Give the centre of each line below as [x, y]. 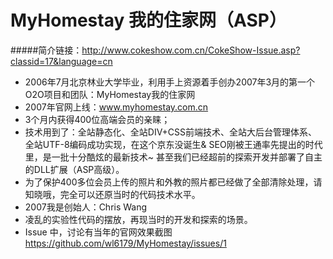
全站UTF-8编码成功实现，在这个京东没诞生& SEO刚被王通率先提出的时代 [173, 144]
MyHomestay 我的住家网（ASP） [148, 20]
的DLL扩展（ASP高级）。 [74, 169]
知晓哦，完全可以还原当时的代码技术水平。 [112, 194]
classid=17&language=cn [61, 61]
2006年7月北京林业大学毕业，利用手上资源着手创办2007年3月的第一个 [170, 82]
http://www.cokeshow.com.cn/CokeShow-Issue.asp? [191, 50]
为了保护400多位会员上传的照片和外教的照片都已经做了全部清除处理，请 [173, 182]
